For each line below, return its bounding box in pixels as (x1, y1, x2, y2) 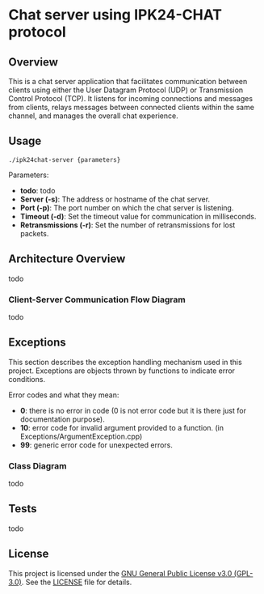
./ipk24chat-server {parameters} (8, 155, 121, 163)
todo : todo (19, 185, 56, 195)
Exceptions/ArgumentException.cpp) (19, 431, 143, 441)
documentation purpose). (19, 414, 105, 424)
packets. (19, 228, 49, 238)
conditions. (8, 374, 46, 384)
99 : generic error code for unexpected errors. (19, 439, 174, 450)
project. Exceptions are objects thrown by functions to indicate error (8, 366, 236, 375)
